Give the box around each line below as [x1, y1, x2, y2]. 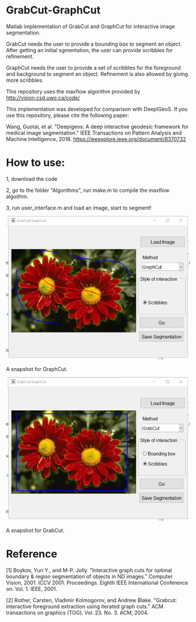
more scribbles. [6, 77, 44, 84]
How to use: [6, 156, 65, 170]
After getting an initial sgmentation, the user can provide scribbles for [6, 46, 173, 53]
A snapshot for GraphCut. [6, 366, 68, 373]
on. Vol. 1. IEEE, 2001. [6, 586, 57, 593]
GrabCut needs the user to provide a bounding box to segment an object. [6, 40, 182, 47]
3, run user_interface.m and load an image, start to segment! [6, 204, 152, 211]
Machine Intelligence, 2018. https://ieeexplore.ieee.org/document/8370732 [6, 135, 187, 142]
